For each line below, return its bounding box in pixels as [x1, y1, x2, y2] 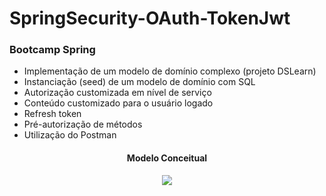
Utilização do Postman [23, 129, 117, 141]
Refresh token [23, 108, 82, 120]
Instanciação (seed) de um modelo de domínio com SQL [23, 76, 256, 88]
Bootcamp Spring [9, 43, 96, 57]
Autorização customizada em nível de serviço [23, 87, 212, 99]
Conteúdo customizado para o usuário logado [23, 97, 214, 109]
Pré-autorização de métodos [23, 118, 143, 131]
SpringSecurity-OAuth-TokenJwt [9, 7, 291, 30]
